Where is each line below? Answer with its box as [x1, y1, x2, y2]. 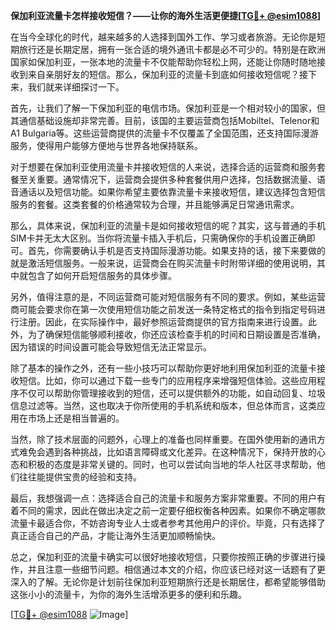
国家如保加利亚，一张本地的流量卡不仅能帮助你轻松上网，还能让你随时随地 [10, 56, 317, 68]
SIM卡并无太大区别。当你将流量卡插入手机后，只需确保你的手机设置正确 [10, 232, 307, 244]
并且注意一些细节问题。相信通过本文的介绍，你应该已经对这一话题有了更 [27, 564, 326, 575]
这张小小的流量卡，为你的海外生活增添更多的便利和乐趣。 [10, 589, 247, 600]
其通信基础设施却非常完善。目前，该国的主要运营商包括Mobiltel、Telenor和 [10, 115, 320, 126]
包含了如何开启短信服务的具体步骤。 [27, 270, 177, 281]
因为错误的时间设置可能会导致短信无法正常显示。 [10, 341, 212, 353]
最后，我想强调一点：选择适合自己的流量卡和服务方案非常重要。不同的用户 [10, 492, 317, 504]
